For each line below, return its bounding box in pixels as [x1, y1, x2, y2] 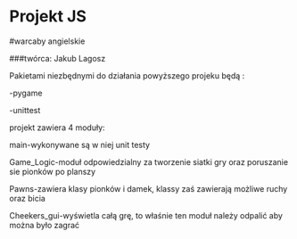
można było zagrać [9, 219, 80, 230]
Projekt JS [9, 6, 87, 27]
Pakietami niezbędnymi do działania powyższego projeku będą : [9, 70, 245, 81]
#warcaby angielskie [9, 36, 86, 46]
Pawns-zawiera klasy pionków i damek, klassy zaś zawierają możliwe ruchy [9, 183, 288, 194]
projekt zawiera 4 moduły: [9, 122, 105, 133]
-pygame [9, 87, 43, 98]
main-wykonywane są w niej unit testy [9, 139, 150, 150]
